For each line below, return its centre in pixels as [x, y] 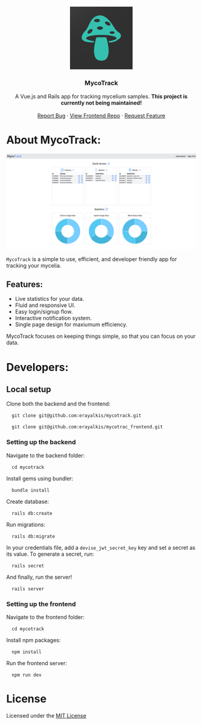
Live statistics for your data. [49, 299]
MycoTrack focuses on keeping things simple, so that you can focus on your [101, 337]
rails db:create [32, 513]
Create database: [28, 501]
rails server [28, 589]
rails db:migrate [33, 536]
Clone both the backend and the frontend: [58, 404]
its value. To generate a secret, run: [50, 554]
